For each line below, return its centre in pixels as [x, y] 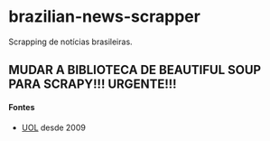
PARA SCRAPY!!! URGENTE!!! [93, 85]
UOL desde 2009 [54, 127]
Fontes [22, 107]
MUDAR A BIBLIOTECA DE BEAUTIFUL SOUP [135, 70]
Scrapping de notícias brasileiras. [70, 42]
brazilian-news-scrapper [104, 17]
